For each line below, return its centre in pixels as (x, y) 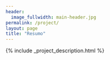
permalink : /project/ (32, 23)
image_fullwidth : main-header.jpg (54, 17)
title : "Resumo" (26, 34)
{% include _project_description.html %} (55, 50)
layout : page (22, 28)
